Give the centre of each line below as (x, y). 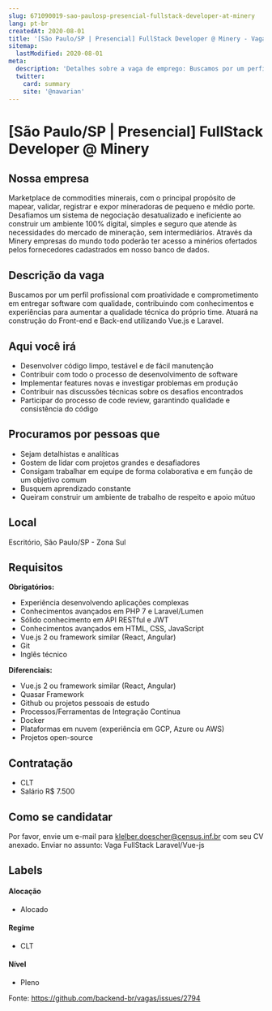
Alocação (25, 891)
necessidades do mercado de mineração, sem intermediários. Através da (130, 233)
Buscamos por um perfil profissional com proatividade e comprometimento (134, 295)
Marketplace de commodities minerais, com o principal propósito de (122, 198)
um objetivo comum (53, 480)
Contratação (41, 763)
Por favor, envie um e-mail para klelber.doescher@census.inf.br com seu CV (136, 837)
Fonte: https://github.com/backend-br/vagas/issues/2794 (104, 998)
